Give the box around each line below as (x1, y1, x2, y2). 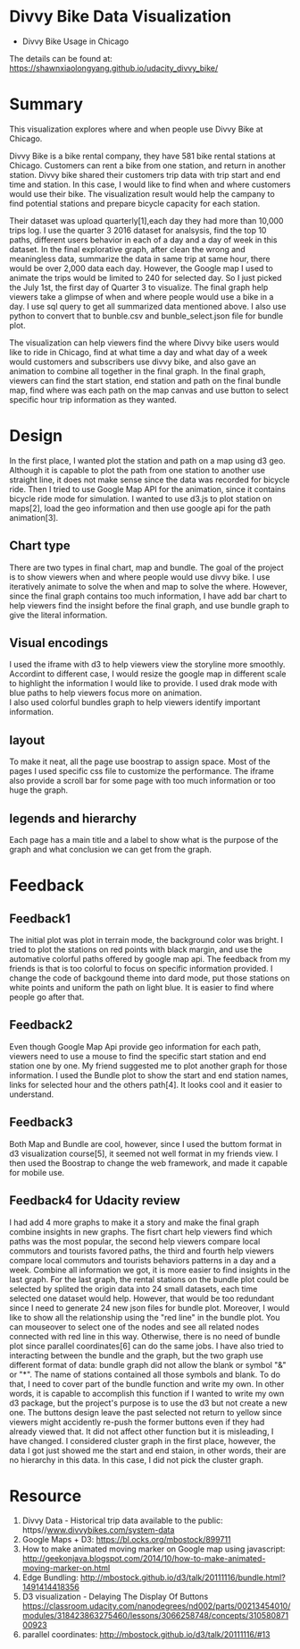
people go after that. (9, 991, 85, 1003)
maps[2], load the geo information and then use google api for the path (9, 503, 271, 514)
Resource (9, 1485, 82, 1506)
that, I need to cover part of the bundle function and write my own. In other (9, 1378, 285, 1389)
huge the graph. (9, 785, 69, 795)
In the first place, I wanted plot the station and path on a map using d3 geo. (9, 455, 286, 466)
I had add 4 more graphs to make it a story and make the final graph (9, 1217, 260, 1228)
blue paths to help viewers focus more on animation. (9, 687, 203, 699)
